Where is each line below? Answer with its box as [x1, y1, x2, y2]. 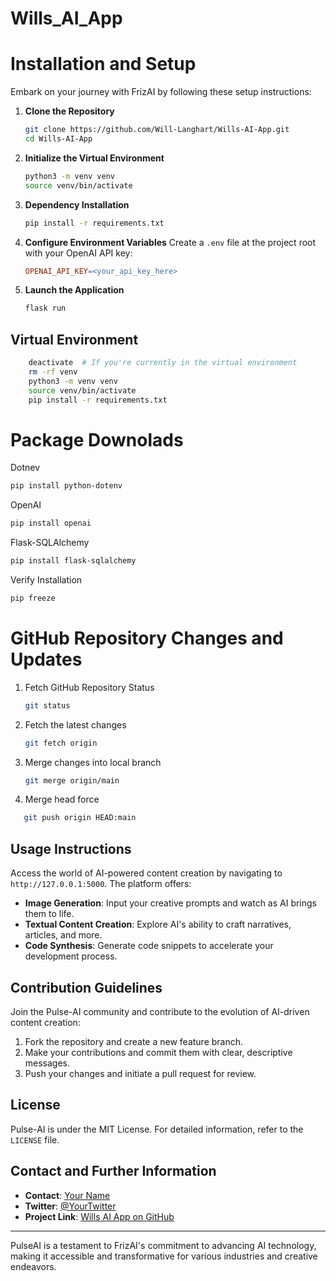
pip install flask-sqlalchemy [10, 556, 137, 566]
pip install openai [10, 518, 92, 529]
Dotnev [10, 462, 41, 474]
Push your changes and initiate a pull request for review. [24, 1067, 257, 1079]
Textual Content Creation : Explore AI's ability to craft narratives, [24, 918, 292, 931]
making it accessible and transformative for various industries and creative [10, 1250, 318, 1262]
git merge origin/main [24, 775, 120, 786]
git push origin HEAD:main [23, 813, 137, 823]
